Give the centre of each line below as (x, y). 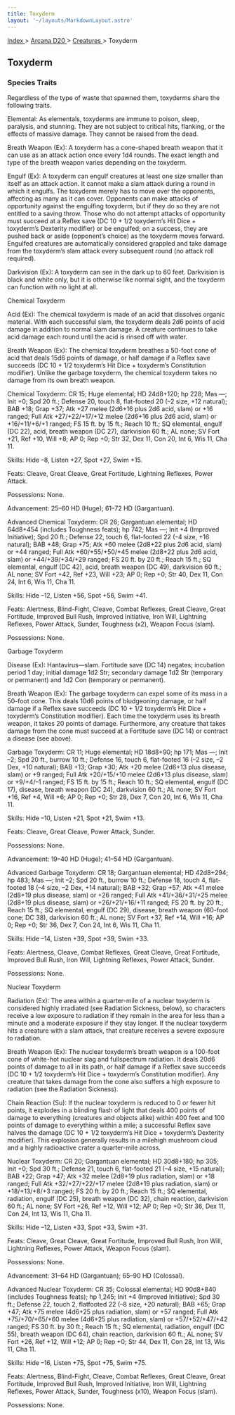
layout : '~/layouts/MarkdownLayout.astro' (70, 20)
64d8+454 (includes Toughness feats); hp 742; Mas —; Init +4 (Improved (113, 529)
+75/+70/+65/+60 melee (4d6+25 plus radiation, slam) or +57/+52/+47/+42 (117, 1319)
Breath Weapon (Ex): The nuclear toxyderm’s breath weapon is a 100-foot (113, 1052)
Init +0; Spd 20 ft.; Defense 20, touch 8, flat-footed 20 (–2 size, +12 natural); (117, 401)
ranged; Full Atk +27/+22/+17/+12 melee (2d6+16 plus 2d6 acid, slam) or (112, 417)
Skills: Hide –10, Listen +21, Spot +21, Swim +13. (76, 818)
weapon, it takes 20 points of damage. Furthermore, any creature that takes (116, 724)
